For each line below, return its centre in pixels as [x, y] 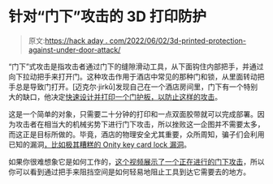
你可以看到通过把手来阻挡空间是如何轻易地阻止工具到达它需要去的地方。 [129, 172]
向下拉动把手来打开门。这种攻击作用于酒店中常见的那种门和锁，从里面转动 [133, 76]
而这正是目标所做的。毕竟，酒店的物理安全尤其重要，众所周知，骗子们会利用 [136, 134]
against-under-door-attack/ [74, 49]
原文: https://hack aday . [68, 41]
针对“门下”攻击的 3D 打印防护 [108, 17]
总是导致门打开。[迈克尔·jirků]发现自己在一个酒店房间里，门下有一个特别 [136, 87]
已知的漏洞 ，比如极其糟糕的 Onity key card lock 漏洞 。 [100, 144]
